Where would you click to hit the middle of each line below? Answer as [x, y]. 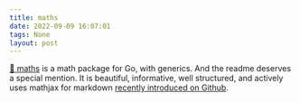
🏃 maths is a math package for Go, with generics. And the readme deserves [150, 69]
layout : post [34, 43]
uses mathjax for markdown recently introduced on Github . [119, 88]
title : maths [34, 18]
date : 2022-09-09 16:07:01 [60, 26]
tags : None [30, 34]
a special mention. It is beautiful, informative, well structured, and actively [146, 79]
